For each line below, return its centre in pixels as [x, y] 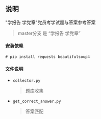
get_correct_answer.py [37, 101]
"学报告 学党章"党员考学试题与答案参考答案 [50, 22]
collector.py [27, 81]
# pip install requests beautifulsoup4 [48, 57]
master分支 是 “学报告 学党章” [49, 33]
